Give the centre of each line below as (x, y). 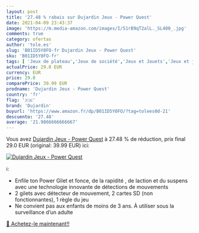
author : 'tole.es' (29, 45)
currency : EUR (24, 73)
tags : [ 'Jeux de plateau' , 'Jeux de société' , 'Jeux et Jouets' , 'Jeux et (98, 61)
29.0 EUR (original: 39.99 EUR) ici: (48, 146)
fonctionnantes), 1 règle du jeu (52, 200)
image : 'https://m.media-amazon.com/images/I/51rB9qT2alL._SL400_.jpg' (96, 28)
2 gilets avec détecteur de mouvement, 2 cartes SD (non (84, 193)
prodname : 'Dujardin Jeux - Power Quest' (58, 89)
